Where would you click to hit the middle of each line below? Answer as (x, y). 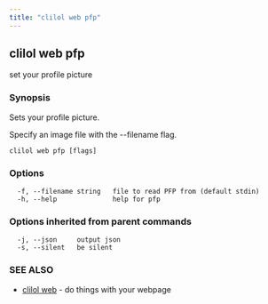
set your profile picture (51, 75)
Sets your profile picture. (55, 117)
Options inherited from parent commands (101, 221)
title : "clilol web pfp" (55, 17)
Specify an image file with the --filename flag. (93, 134)
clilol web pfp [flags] (53, 151)
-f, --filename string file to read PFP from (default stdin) (138, 192)
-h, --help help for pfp (89, 200)
